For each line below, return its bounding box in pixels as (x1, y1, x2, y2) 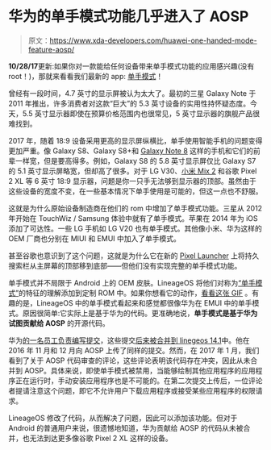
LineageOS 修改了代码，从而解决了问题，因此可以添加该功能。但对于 (8, 413, 238, 423)
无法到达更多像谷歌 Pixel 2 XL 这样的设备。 (29, 433, 173, 443)
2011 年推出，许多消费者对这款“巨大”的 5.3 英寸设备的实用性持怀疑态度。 (8, 98, 251, 108)
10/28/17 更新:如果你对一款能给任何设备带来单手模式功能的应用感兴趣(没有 (8, 61, 255, 71)
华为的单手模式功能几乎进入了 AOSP (8, 7, 249, 26)
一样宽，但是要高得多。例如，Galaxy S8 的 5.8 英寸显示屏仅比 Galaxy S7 (15, 156, 256, 165)
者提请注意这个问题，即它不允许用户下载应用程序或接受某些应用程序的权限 (8, 385, 256, 395)
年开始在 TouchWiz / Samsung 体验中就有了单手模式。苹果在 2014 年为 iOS (8, 213, 258, 223)
